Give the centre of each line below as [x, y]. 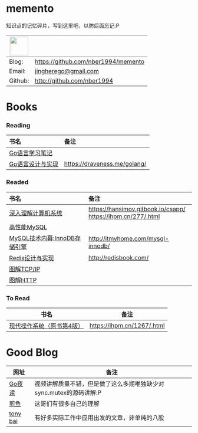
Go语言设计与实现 [34, 164]
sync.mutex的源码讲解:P [68, 392]
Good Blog [32, 352]
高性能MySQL [28, 227]
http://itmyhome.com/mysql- [128, 238]
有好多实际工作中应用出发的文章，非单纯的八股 [100, 418]
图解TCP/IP [25, 269]
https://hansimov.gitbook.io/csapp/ [137, 209]
